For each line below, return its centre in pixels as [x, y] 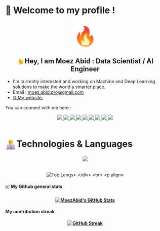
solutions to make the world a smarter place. [59, 87]
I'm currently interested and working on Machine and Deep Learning [84, 81]
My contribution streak [30, 212]
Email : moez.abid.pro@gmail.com [48, 92]
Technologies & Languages [75, 144]
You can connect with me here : [38, 107]
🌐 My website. [28, 97]
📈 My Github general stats [34, 186]
